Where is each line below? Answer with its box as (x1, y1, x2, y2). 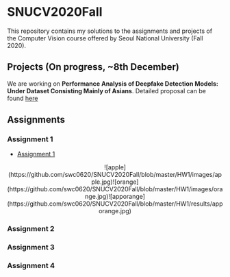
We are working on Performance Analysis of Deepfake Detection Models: (7, 80, 219, 88)
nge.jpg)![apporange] (84, 193, 146, 201)
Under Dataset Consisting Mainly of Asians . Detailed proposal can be (7, 86, 207, 95)
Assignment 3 (7, 243, 55, 252)
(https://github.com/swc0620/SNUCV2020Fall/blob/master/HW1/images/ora (7, 185, 223, 193)
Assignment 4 (7, 261, 55, 271)
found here (7, 94, 38, 102)
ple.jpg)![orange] (91, 178, 139, 186)
